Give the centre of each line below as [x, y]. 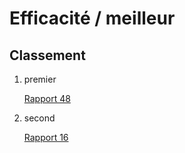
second [39, 118]
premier [40, 79]
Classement [47, 55]
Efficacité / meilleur [92, 18]
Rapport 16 [46, 137]
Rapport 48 [47, 98]
